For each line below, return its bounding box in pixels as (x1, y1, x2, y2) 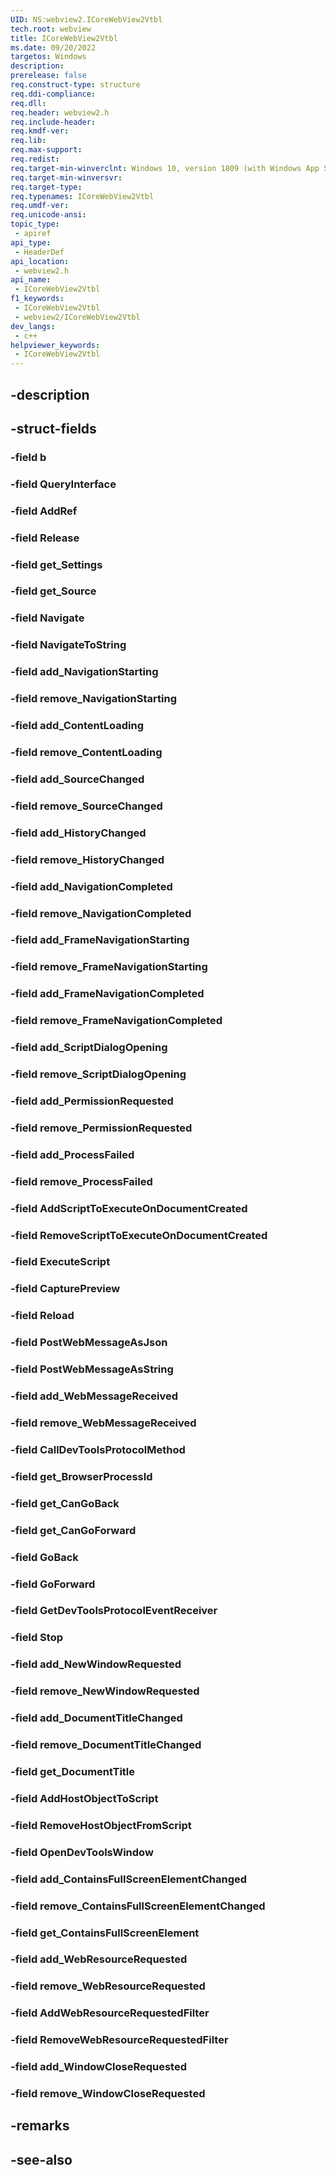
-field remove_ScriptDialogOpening (10, 1067, 187, 1081)
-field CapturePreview (10, 1282, 121, 1296)
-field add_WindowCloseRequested (10, 2060, 187, 2074)
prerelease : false (10, 71, 87, 81)
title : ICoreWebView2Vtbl (10, 33, 118, 43)
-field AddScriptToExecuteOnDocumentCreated (10, 1201, 248, 1215)
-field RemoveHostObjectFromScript (10, 1818, 192, 1832)
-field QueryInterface (10, 477, 117, 491)
